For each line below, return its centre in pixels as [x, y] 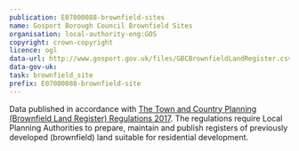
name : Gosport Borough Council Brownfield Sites [101, 26]
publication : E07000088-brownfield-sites [87, 17]
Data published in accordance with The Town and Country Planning [133, 108]
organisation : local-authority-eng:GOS [83, 34]
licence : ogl [33, 51]
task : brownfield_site [51, 75]
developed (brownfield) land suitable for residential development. [129, 137]
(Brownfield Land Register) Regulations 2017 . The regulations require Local [146, 118]
